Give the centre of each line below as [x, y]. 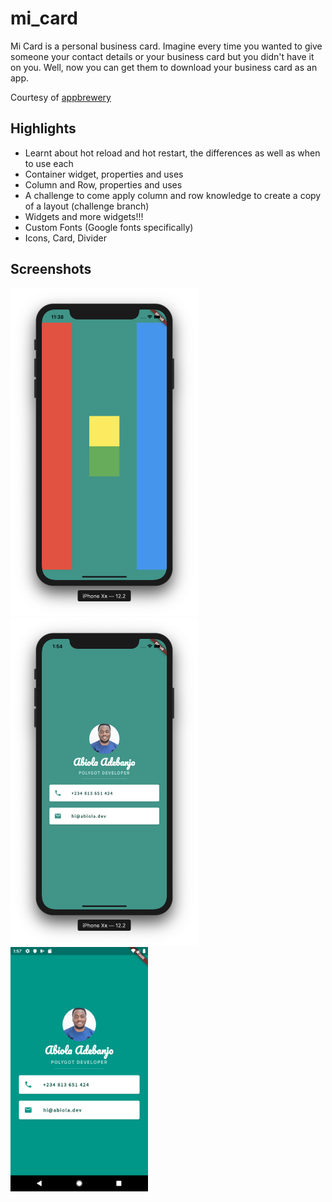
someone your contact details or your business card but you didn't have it [162, 56]
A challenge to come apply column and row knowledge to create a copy [173, 195]
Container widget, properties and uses [104, 174]
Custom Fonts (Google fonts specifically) [109, 227]
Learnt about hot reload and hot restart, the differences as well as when [172, 153]
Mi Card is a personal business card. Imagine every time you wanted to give [166, 46]
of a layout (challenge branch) [87, 206]
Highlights [43, 128]
